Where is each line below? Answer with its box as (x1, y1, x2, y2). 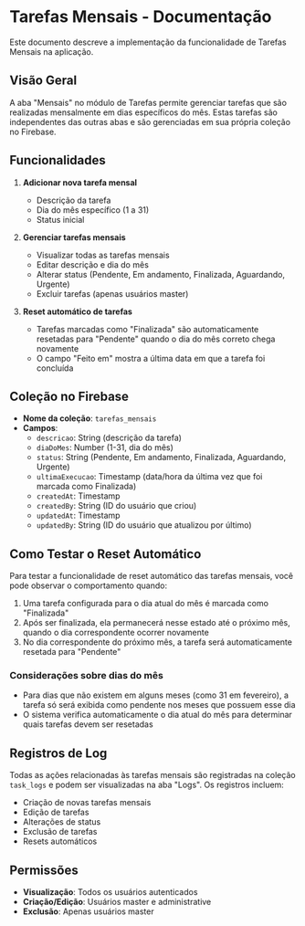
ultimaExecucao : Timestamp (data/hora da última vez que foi (36, 471, 263, 482)
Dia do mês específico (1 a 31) (36, 204, 150, 216)
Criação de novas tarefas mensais (22, 797, 152, 808)
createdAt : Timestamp (36, 490, 121, 501)
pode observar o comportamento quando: (9, 580, 167, 591)
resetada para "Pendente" (22, 647, 121, 658)
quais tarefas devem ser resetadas (22, 719, 153, 730)
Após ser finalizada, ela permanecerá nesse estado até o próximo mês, (22, 617, 290, 628)
